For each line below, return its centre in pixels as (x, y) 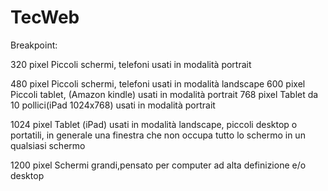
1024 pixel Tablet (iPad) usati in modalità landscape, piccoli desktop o (154, 124)
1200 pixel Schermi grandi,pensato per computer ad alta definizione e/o (158, 165)
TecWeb (45, 17)
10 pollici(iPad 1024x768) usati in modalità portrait (113, 105)
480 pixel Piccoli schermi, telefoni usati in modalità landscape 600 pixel (158, 83)
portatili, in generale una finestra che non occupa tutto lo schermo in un (158, 135)
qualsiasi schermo (48, 145)
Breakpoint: (34, 45)
